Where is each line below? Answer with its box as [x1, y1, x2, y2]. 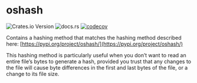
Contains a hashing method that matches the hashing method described [6, 34, 182, 41]
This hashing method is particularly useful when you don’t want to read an [6, 51, 187, 58]
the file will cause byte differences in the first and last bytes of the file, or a [6, 64, 188, 71]
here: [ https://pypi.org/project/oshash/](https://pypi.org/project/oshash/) [6, 40, 183, 47]
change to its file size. [6, 70, 60, 77]
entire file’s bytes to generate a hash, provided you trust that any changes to [6, 58, 192, 65]
